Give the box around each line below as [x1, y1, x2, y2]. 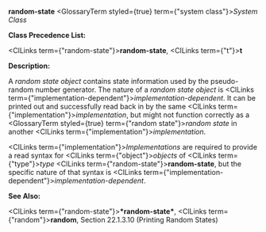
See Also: [8, 192, 41, 200]
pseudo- [210, 77, 239, 86]
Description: [8, 61, 50, 70]
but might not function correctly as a [129, 110, 250, 120]
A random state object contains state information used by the [8, 77, 209, 86]
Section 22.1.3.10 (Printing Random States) [80, 215, 218, 224]
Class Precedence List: [8, 31, 86, 40]
